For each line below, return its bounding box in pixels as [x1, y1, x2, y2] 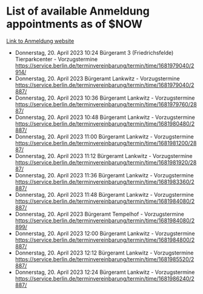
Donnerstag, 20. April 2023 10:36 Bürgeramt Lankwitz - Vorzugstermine [15, 94, 195, 101]
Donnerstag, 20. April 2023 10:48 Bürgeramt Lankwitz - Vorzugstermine [15, 114, 195, 121]
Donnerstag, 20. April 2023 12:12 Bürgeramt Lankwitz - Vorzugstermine [15, 249, 194, 256]
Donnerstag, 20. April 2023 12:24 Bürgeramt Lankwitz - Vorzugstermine [15, 268, 195, 276]
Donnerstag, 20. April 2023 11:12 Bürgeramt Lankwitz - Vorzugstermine [15, 152, 193, 159]
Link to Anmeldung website [6, 37, 75, 44]
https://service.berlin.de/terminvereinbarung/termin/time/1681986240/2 [15, 275, 195, 282]
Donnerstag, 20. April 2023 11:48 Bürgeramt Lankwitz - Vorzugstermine [15, 191, 194, 198]
